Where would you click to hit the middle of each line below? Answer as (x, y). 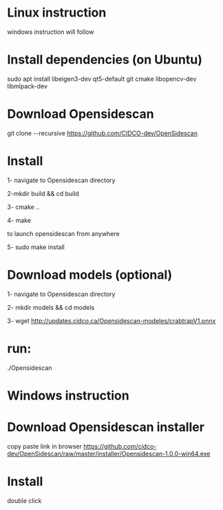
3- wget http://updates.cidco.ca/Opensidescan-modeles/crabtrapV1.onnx (111, 321)
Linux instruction (57, 13)
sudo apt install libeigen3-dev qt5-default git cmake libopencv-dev (102, 79)
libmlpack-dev (28, 86)
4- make (19, 220)
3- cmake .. (23, 207)
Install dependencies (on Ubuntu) (105, 60)
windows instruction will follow (51, 32)
